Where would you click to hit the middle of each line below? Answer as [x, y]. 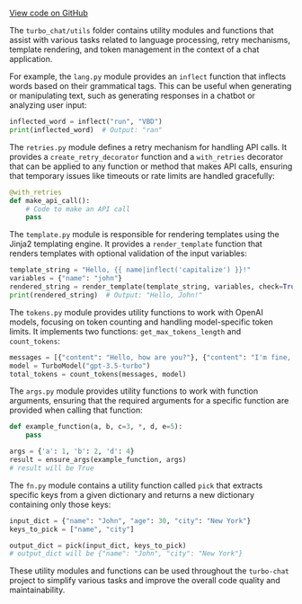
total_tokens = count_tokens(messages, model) [98, 374]
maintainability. [37, 590]
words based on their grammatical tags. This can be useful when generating [151, 86]
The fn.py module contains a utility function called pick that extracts [136, 485]
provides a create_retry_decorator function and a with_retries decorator [147, 156]
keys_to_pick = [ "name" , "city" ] [72, 529]
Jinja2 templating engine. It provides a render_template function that [136, 244]
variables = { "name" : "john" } [66, 279]
